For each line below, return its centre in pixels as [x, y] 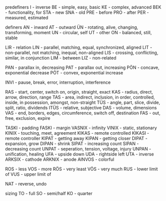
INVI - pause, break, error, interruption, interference [58, 82]
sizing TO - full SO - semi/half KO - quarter [49, 193]
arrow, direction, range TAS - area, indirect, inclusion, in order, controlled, [80, 97]
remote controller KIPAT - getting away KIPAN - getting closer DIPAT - [76, 138]
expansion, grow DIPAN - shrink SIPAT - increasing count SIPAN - [72, 144]
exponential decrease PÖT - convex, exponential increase [64, 73]
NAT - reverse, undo [26, 184]
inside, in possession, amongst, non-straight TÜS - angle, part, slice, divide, [83, 102]
